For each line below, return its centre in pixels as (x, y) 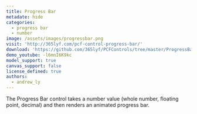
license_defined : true (34, 71)
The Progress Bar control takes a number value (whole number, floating (92, 99)
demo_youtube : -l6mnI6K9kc (39, 55)
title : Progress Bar (31, 11)
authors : (17, 77)
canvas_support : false (34, 66)
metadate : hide (25, 17)
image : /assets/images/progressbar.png (55, 39)
